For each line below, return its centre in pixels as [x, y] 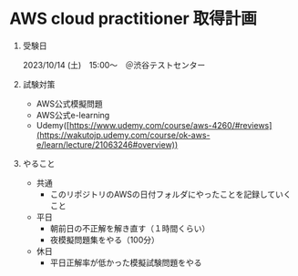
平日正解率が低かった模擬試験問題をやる [126, 262]
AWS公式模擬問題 [69, 103]
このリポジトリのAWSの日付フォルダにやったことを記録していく [170, 194]
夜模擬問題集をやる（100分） [104, 240]
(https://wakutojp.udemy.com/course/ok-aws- [123, 135]
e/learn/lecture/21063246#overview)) [107, 144]
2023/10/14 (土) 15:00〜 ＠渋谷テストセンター [114, 65]
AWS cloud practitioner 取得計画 [134, 19]
